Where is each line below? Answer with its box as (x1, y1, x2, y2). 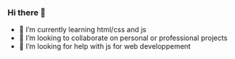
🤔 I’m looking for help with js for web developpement (18, 42, 191, 51)
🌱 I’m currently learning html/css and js (18, 25, 147, 35)
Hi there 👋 (7, 7, 47, 18)
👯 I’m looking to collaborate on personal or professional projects (18, 33, 228, 42)
